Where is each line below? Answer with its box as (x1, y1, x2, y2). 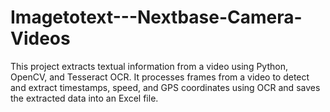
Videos (10, 27, 71, 50)
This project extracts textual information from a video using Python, (10, 60, 288, 72)
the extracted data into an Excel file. (10, 92, 159, 104)
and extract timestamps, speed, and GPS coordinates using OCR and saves (10, 81, 321, 93)
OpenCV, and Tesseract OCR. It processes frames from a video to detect (10, 71, 310, 83)
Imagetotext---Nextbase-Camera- (10, 6, 303, 29)
